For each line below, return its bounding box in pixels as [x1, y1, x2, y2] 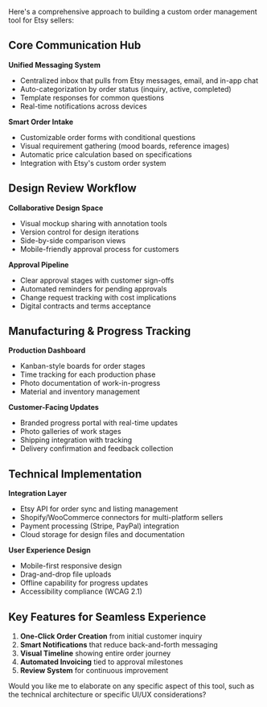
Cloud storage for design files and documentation [19, 530, 185, 540]
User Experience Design [8, 545, 91, 555]
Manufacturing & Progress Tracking [8, 325, 191, 338]
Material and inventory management [19, 387, 141, 397]
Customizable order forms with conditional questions [19, 132, 195, 142]
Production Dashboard [8, 345, 86, 355]
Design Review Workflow [8, 181, 137, 196]
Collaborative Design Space [8, 203, 104, 213]
